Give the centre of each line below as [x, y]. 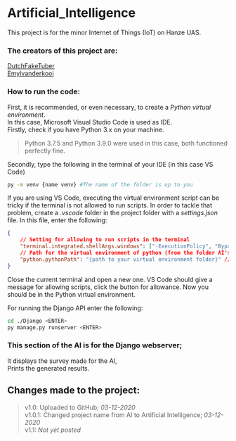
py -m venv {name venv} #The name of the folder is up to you [100, 184]
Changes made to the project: [74, 391]
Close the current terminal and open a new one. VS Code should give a [110, 279]
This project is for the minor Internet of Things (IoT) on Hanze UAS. [104, 32]
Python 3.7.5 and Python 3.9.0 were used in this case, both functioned [126, 143]
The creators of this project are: [63, 51]
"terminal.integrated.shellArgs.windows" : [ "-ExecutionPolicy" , [116, 247]
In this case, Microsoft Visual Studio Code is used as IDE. [90, 122]
